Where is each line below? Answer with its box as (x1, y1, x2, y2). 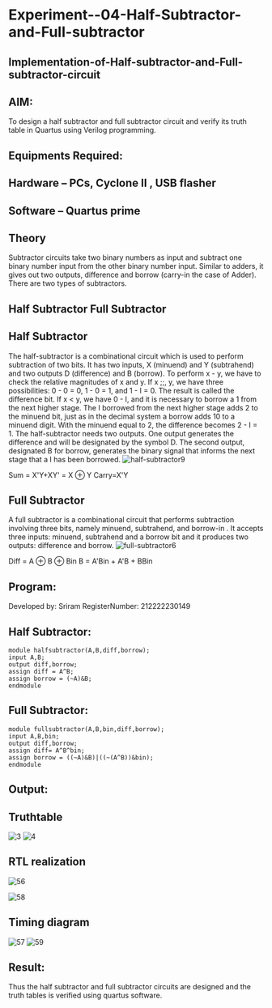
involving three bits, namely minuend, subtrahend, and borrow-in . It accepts (8, 524, 264, 534)
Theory (8, 231, 47, 245)
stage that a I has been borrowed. (8, 454, 121, 464)
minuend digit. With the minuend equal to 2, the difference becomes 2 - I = (8, 419, 257, 430)
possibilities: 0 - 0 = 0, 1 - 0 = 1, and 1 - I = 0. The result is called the (8, 385, 235, 395)
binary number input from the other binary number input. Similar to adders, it (8, 262, 264, 271)
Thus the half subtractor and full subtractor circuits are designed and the (8, 982, 251, 992)
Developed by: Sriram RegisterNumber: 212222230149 (8, 602, 191, 611)
